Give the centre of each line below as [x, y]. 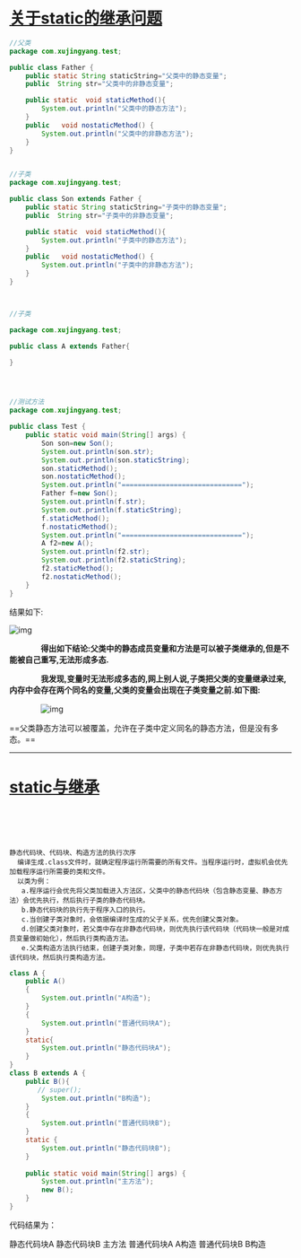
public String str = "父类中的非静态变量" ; [100, 84]
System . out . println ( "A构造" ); [96, 998]
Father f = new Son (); [80, 494]
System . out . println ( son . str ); [98, 451]
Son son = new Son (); [78, 443]
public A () [46, 982]
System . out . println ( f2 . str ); [96, 552]
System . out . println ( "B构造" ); [96, 1098]
